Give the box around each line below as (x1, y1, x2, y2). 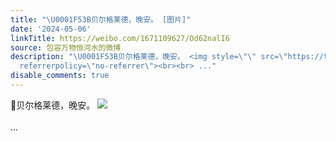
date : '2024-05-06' (10, 24, 92, 34)
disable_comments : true (10, 71, 110, 81)
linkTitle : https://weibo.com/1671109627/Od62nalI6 (10, 33, 230, 43)
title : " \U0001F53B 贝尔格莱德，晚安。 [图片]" (10, 14, 192, 25)
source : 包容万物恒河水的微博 (10, 42, 122, 53)
